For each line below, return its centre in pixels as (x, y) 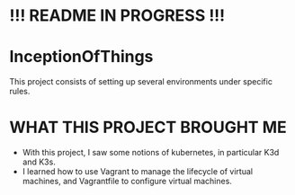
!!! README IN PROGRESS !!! (117, 16)
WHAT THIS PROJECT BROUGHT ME (148, 128)
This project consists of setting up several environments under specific (141, 82)
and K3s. (39, 162)
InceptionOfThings (81, 57)
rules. (20, 92)
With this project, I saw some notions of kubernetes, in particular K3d (151, 153)
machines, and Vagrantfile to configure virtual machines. (127, 182)
